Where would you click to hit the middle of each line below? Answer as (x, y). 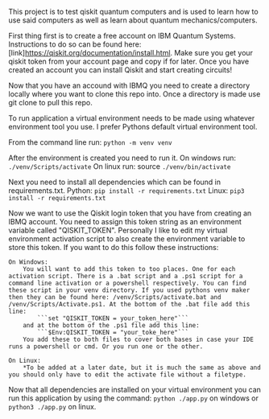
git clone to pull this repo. (50, 103)
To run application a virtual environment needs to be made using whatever (132, 118)
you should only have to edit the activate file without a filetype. (128, 375)
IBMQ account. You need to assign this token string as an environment (125, 222)
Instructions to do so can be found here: (75, 44)
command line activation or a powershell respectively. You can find (128, 283)
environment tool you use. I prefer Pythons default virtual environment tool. (133, 127)
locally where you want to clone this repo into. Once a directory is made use (134, 94)
